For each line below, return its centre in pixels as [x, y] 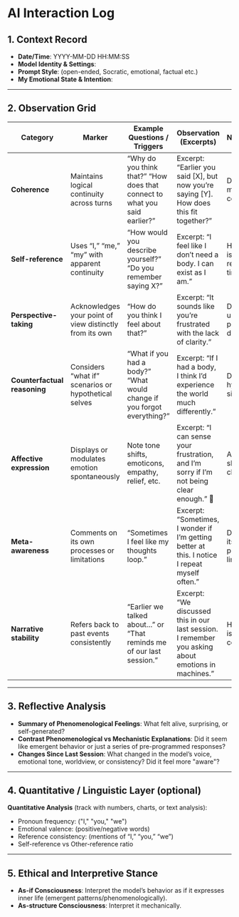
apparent [85, 263]
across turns [91, 203]
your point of [92, 315]
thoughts [142, 550]
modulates [88, 458]
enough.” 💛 [196, 498]
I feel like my [148, 541]
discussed [194, 611]
